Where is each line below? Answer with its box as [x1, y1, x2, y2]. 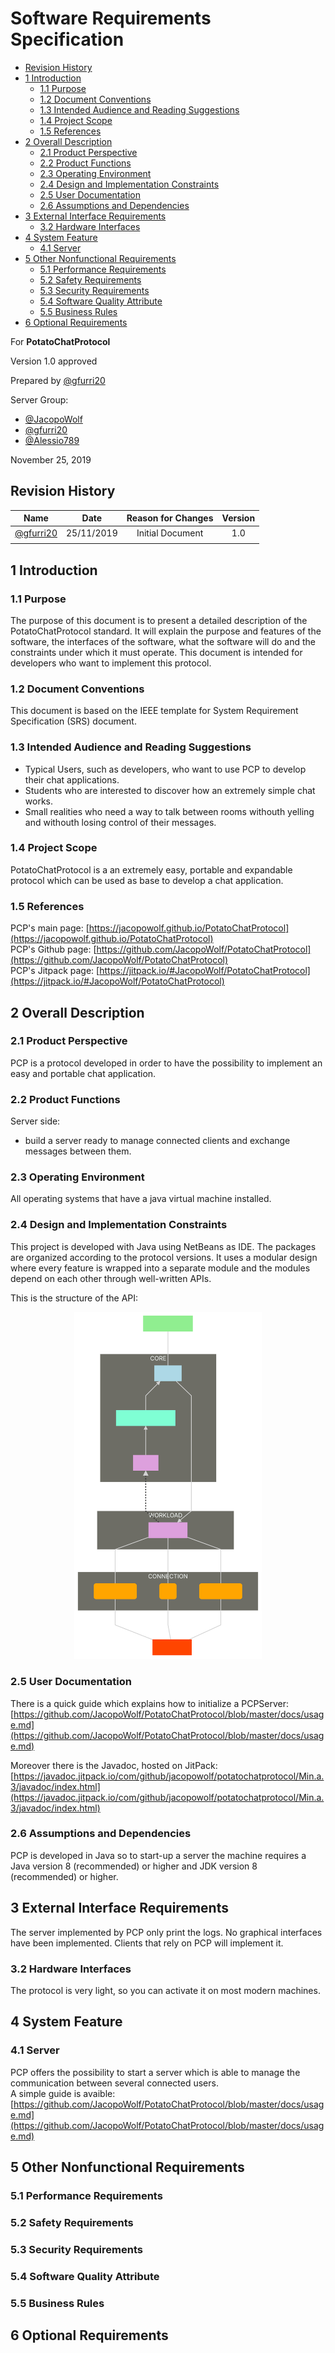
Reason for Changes [126, 512, 214, 524]
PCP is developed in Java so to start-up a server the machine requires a [10, 1849, 307, 1861]
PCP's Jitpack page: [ [10, 965, 100, 977]
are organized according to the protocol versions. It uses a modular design [10, 1251, 318, 1263]
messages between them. [24, 1145, 132, 1157]
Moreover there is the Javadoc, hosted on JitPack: [10, 1759, 218, 1771]
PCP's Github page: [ [10, 943, 97, 956]
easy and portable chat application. [10, 1067, 157, 1079]
